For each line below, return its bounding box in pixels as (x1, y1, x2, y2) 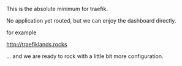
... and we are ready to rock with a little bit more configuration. (6, 53, 164, 60)
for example (6, 29, 37, 36)
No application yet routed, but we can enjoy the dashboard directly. (6, 17, 176, 24)
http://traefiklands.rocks (6, 41, 67, 48)
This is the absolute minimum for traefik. (6, 5, 108, 12)
